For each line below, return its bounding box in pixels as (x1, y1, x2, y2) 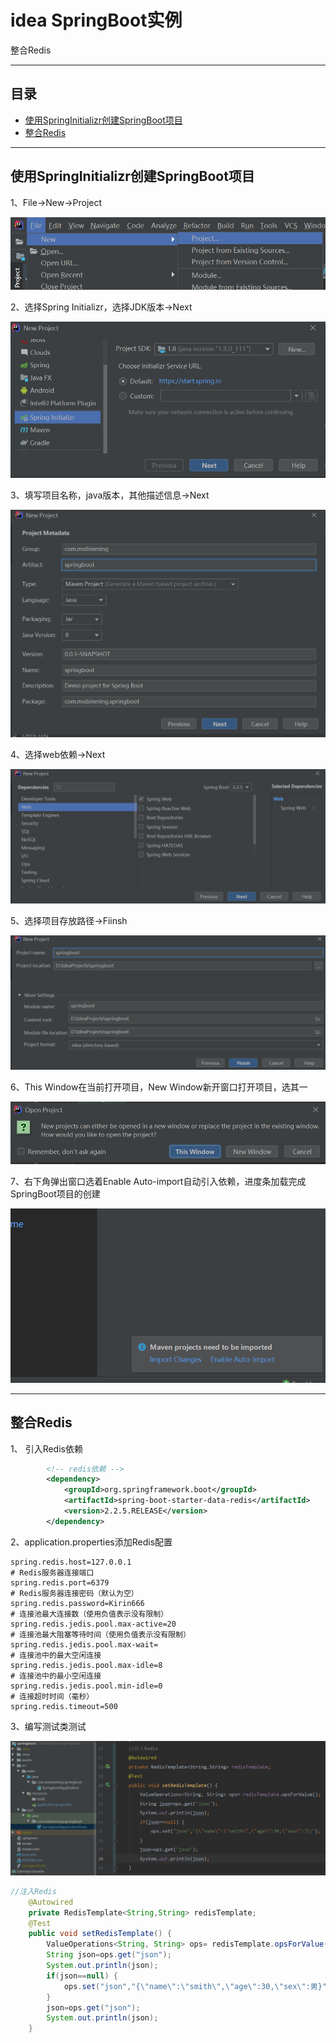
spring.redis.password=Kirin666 (10, 1598, 145, 1608)
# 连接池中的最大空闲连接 (10, 1650, 102, 1660)
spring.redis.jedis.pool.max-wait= (10, 1639, 159, 1650)
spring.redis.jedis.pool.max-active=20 (10, 1619, 177, 1629)
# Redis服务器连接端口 (10, 1567, 95, 1578)
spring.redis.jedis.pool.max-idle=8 (10, 1660, 163, 1670)
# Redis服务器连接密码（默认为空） (10, 1588, 139, 1598)
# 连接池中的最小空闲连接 (10, 1671, 102, 1681)
